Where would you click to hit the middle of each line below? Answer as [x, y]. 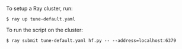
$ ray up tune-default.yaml [41, 19]
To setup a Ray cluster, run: [39, 8]
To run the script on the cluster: [44, 30]
